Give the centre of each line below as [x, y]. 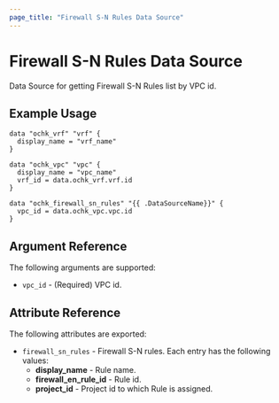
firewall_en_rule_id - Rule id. [88, 379]
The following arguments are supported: [83, 267]
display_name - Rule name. [85, 370]
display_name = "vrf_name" [67, 142]
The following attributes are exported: [78, 334]
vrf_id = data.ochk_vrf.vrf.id [75, 181]
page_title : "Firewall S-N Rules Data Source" [97, 17]
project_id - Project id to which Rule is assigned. [124, 389]
